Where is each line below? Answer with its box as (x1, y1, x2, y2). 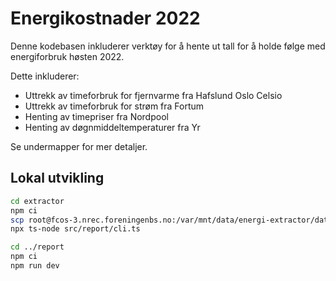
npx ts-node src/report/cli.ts (10, 224, 141, 234)
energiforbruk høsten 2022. (10, 50, 125, 62)
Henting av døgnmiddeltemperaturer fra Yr (24, 121, 201, 133)
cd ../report (10, 242, 65, 252)
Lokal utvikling (10, 170, 105, 187)
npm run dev (10, 261, 60, 271)
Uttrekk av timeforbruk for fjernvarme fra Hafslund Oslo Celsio (24, 89, 283, 101)
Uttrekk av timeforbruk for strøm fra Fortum (24, 100, 205, 112)
